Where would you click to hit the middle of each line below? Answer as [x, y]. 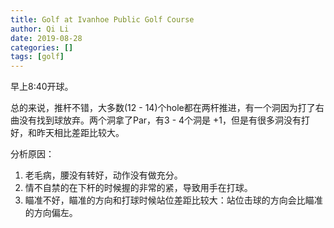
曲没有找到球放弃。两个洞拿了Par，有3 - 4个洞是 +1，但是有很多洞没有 [156, 120]
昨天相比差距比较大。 [80, 133]
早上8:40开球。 [42, 87]
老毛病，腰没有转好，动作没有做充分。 [103, 175]
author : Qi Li [40, 29]
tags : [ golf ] [37, 57]
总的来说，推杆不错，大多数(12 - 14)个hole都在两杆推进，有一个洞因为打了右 [167, 108]
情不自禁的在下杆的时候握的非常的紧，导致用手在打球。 [138, 188]
